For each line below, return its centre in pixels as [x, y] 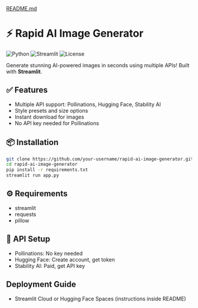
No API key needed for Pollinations [57, 123]
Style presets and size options [51, 110]
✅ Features [27, 90]
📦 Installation [32, 142]
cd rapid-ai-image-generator [42, 165]
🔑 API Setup [28, 239]
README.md [22, 9]
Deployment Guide [41, 285]
